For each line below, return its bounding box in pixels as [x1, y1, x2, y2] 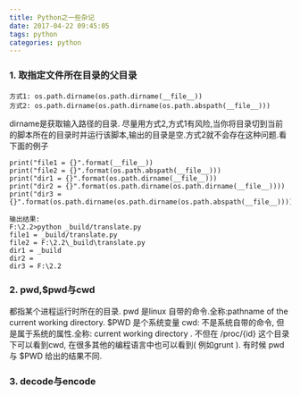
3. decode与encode [9, 374, 96, 387]
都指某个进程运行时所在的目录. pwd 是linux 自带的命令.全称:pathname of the [9, 306, 288, 316]
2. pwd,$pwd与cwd [9, 283, 96, 296]
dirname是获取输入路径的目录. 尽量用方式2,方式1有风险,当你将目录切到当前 [9, 118, 284, 129]
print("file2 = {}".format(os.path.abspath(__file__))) [9, 166, 221, 175]
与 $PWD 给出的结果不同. [9, 350, 103, 361]
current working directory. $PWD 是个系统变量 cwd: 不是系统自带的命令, [9, 316, 275, 327]
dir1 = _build [9, 246, 62, 255]
